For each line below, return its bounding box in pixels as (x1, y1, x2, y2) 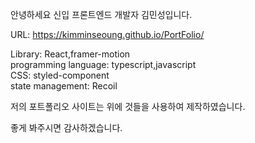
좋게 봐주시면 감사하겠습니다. (10, 122, 123, 133)
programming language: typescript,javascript (10, 59, 197, 70)
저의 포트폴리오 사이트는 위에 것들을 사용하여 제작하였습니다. (10, 101, 246, 112)
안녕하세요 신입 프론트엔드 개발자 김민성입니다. (10, 9, 193, 20)
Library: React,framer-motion (10, 48, 131, 60)
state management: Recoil (10, 80, 118, 92)
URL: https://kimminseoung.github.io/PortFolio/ (10, 29, 205, 40)
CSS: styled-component (10, 69, 110, 81)
